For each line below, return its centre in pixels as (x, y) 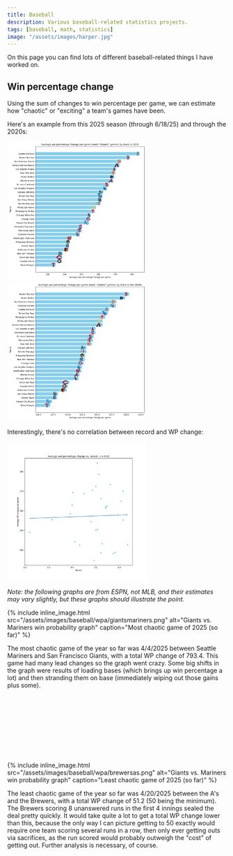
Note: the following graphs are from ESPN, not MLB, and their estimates (110, 592)
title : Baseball (31, 15)
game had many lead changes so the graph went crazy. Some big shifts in (113, 663)
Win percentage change (61, 87)
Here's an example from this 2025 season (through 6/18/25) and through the (117, 124)
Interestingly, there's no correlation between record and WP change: (105, 432)
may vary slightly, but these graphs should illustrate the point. (96, 599)
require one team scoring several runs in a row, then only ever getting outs (114, 830)
